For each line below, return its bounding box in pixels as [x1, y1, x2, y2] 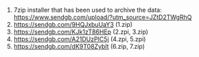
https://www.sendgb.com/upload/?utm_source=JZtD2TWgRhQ [13, 13, 192, 21]
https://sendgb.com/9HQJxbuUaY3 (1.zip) [13, 21, 132, 28]
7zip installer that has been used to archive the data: [13, 6, 163, 14]
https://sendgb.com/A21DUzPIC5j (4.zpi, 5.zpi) [13, 35, 146, 43]
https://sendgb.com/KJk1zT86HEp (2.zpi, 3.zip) [13, 27, 149, 36]
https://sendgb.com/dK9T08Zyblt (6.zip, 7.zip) [13, 43, 145, 50]
